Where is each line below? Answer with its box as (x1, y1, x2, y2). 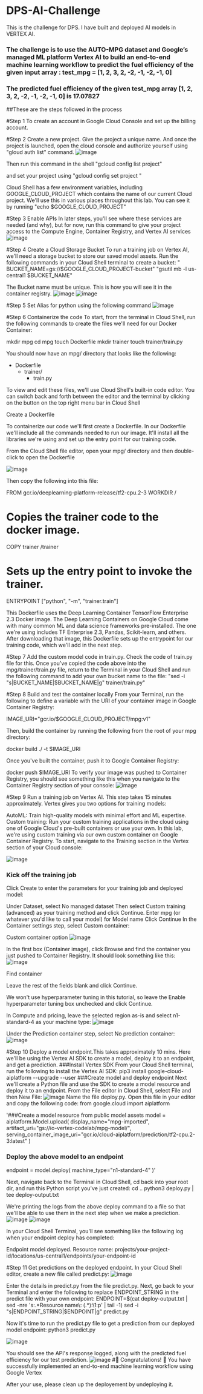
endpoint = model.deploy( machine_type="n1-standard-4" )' (6, 1166, 156, 1174)
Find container (6, 970, 42, 977)
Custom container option (6, 934, 68, 941)
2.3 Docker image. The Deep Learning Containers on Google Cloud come (6, 616, 188, 623)
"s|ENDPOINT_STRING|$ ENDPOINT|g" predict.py (6, 1308, 129, 1315)
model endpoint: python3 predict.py (6, 1326, 95, 1333)
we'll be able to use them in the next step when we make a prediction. (6, 1209, 180, 1216)
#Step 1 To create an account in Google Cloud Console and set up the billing (6, 118, 196, 125)
